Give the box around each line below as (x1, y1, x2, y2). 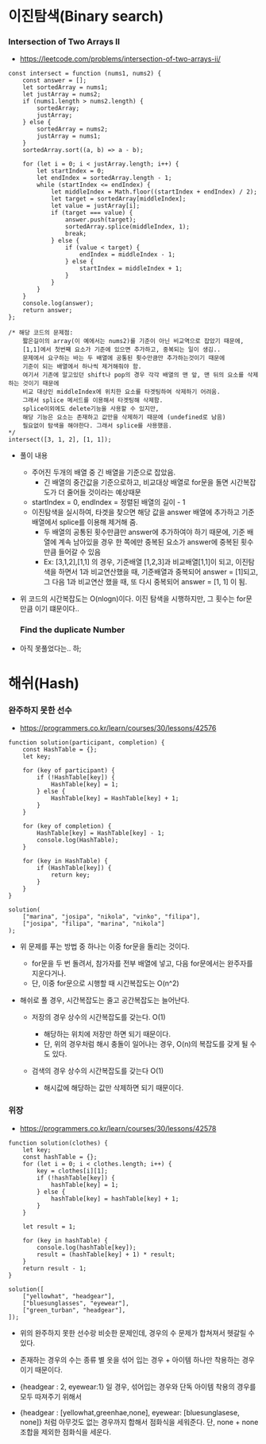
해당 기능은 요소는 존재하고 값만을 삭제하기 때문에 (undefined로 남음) (22, 413, 226, 422)
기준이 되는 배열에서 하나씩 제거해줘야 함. (22, 363, 142, 371)
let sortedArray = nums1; (22, 84, 109, 92)
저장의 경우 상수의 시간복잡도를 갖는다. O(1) (31, 1013, 166, 1022)
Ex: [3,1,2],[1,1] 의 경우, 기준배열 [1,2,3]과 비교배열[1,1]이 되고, (43, 557, 234, 567)
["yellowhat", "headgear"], (22, 1292, 115, 1300)
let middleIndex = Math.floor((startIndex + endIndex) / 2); (50, 188, 258, 196)
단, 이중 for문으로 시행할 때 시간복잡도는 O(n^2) (31, 978, 180, 988)
